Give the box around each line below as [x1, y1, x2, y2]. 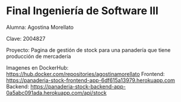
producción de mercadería [6, 52, 71, 60]
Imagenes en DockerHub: [6, 64, 69, 71]
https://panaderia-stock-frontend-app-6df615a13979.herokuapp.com [6, 77, 175, 84]
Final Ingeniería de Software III [6, 4, 159, 18]
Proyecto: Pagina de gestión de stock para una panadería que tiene [6, 46, 171, 54]
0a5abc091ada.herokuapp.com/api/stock [6, 89, 107, 96]
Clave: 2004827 [6, 35, 46, 42]
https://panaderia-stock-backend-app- [30, 83, 126, 90]
